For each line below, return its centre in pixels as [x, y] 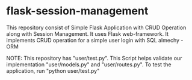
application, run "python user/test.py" [53, 70]
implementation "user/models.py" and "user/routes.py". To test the [89, 64]
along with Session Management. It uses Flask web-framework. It [87, 33]
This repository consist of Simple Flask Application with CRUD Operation [96, 27]
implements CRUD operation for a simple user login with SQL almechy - [95, 40]
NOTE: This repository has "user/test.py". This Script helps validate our [94, 58]
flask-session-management [77, 11]
